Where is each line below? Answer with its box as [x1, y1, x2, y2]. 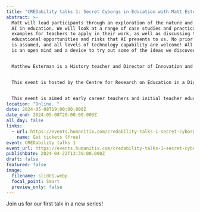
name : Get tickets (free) [17, 134, 82, 140]
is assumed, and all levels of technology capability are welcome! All [11, 42, 193, 48]
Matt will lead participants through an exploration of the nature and [11, 20, 193, 26]
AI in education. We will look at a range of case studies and [11, 25, 171, 32]
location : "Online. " [6, 101, 60, 107]
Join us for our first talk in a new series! [6, 200, 104, 207]
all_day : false [6, 117, 44, 124]
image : [6, 167, 23, 173]
